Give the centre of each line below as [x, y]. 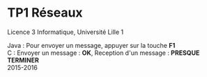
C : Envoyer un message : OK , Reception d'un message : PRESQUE [103, 53]
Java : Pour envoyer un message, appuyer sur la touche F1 [91, 45]
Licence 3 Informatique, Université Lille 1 [66, 32]
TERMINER [23, 60]
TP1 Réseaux [45, 13]
